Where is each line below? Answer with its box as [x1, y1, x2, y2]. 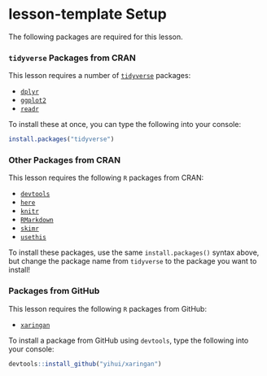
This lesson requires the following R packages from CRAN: [8, 173, 204, 183]
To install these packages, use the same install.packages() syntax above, [8, 247, 260, 257]
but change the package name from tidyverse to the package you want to [8, 256, 257, 266]
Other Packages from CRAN [8, 155, 120, 166]
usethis [20, 234, 46, 242]
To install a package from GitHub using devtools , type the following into [8, 335, 249, 345]
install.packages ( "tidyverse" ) [8, 135, 115, 143]
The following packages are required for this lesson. [8, 32, 183, 42]
